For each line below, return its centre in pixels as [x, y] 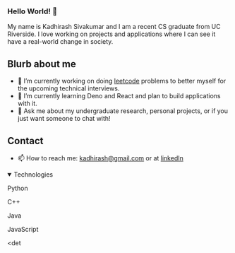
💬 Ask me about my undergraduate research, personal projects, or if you [122, 111]
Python [18, 188]
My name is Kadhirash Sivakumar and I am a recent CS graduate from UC [114, 27]
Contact [25, 141]
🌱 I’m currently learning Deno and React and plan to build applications [119, 96]
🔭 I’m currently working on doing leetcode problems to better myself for [122, 81]
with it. [27, 104]
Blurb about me [42, 64]
